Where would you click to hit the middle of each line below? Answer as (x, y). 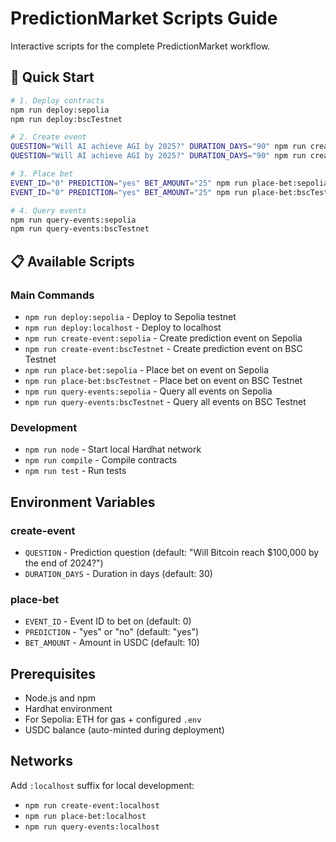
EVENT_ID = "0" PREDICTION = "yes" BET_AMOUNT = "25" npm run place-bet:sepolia (169, 183)
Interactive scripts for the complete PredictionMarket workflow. (140, 46)
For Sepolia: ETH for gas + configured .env (113, 719)
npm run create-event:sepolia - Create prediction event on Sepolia (163, 338)
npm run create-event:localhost (92, 805)
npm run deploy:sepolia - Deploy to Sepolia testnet (130, 316)
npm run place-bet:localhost (85, 816)
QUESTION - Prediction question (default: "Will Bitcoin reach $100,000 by (172, 552)
